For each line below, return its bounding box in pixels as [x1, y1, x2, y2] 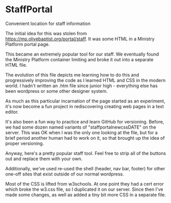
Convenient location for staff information [5, 20, 91, 27]
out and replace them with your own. [5, 156, 83, 162]
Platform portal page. [5, 41, 50, 47]
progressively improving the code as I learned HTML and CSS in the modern [5, 77, 166, 83]
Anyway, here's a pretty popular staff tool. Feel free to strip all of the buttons [5, 150, 166, 156]
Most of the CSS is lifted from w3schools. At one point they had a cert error [5, 181, 164, 187]
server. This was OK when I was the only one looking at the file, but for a [5, 129, 158, 136]
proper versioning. [5, 140, 44, 146]
